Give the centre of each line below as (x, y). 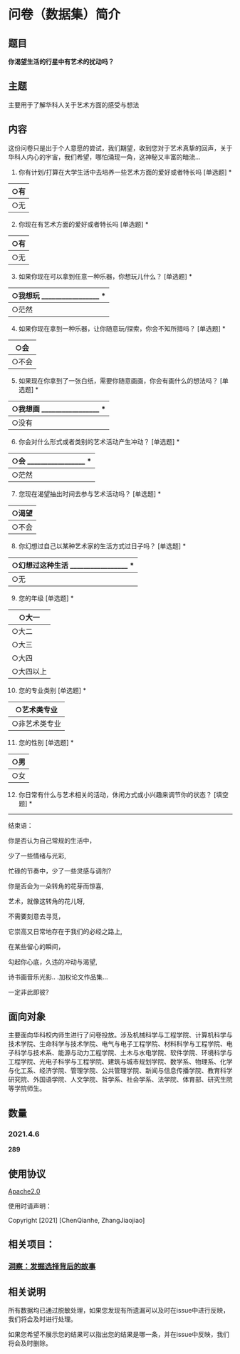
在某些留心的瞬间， (36, 946)
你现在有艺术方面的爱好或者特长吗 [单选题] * (83, 224)
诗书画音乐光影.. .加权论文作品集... (58, 977)
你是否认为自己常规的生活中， (52, 840)
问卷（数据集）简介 (64, 15)
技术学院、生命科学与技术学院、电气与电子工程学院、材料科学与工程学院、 (117, 1044)
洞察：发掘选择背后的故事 (52, 1266)
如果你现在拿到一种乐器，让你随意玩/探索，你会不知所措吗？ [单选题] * (122, 328)
